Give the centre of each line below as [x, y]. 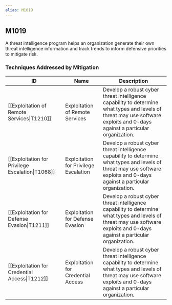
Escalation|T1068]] [31, 172]
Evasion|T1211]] [29, 225]
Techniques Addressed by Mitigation [52, 67]
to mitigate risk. [22, 54]
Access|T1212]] [28, 278]
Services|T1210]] [30, 118]
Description [134, 81]
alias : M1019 [19, 10]
